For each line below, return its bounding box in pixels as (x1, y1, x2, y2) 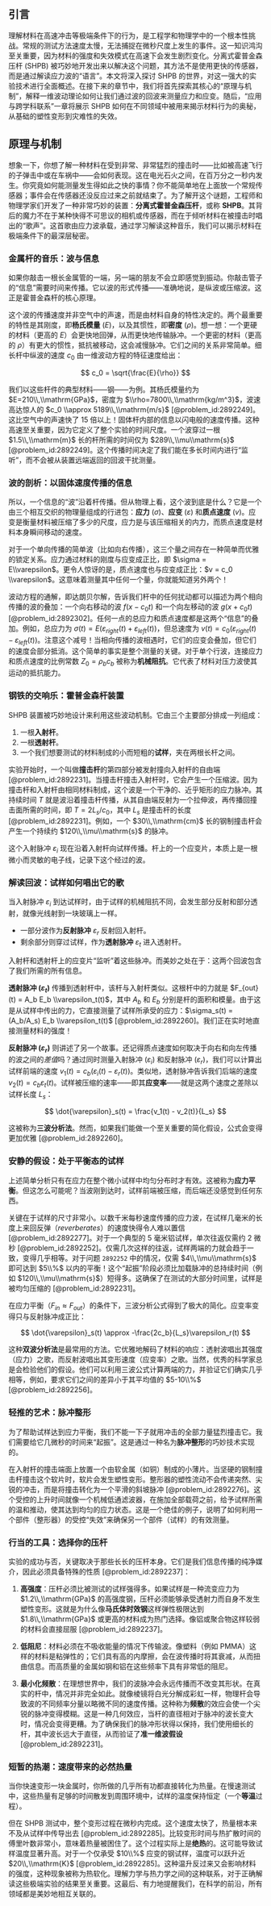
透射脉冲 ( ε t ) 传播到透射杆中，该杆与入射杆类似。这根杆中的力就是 (8, 982, 228, 995)
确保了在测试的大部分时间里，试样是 (142, 1273, 263, 1282)
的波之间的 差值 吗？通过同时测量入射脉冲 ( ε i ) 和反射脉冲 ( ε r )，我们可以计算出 (8, 1055, 262, 1066)
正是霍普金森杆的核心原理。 (8, 293, 101, 302)
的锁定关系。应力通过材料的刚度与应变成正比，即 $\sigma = (8, 555, 207, 565)
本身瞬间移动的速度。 (15, 528, 86, 537)
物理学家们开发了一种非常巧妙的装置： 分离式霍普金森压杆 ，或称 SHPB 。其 (8, 200, 256, 210)
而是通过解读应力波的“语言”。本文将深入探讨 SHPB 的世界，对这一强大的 (8, 71, 250, 81)
